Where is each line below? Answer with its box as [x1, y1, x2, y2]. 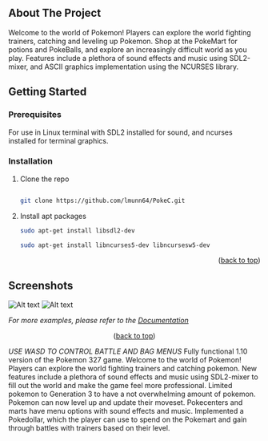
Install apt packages [19, 211, 86, 220]
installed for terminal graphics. [8, 136, 109, 145]
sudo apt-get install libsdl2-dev [19, 226, 135, 235]
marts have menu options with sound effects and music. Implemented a [8, 407, 244, 416]
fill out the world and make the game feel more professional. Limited [8, 381, 233, 390]
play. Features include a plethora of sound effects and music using [8, 53, 228, 63]
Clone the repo [19, 174, 70, 184]
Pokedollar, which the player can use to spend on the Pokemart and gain [8, 415, 247, 424]
